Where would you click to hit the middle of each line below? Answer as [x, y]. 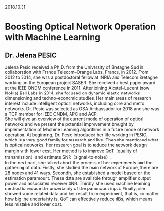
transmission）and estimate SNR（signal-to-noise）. [58, 157]
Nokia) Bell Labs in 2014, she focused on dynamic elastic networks [73, 93]
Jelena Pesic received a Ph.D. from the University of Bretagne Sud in [74, 67]
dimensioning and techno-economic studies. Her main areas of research [78, 98]
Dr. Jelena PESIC [31, 55]
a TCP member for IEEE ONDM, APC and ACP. [51, 114]
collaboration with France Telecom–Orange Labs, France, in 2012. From [77, 72]
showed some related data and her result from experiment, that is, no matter [82, 194]
